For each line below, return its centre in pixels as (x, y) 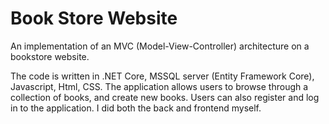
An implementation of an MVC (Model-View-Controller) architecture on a (160, 46)
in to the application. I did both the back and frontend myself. (136, 108)
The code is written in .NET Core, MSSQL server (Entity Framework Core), (162, 76)
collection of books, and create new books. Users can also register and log (165, 97)
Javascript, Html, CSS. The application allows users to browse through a (159, 86)
